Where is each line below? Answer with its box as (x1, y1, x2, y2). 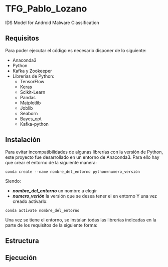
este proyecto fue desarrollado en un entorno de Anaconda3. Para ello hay (5, 154, 159, 160)
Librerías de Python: (12, 73, 55, 79)
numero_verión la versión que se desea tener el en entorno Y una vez (12, 193, 157, 199)
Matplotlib (20, 100, 41, 106)
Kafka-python (20, 121, 49, 127)
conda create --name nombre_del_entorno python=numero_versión (5, 169, 140, 174)
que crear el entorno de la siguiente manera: (5, 159, 97, 165)
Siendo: (5, 178, 21, 184)
